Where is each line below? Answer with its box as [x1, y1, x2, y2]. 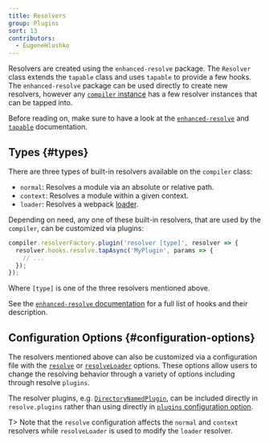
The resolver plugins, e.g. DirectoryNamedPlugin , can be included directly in [8, 393, 259, 403]
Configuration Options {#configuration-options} [8, 330, 255, 344]
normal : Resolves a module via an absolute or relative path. [19, 182, 214, 191]
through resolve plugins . [8, 378, 90, 388]
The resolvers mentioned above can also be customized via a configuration [8, 352, 258, 362]
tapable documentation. [8, 122, 88, 132]
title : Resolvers [8, 11, 67, 20]
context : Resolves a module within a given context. [19, 191, 189, 200]
